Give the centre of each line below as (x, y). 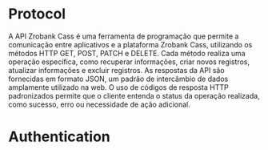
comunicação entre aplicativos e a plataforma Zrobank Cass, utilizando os (130, 44)
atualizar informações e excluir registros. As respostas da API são (117, 70)
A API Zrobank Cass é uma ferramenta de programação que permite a (124, 36)
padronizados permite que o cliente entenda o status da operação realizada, (134, 95)
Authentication (59, 137)
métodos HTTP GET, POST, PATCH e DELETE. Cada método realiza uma (127, 53)
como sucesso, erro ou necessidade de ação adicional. (99, 104)
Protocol (37, 14)
